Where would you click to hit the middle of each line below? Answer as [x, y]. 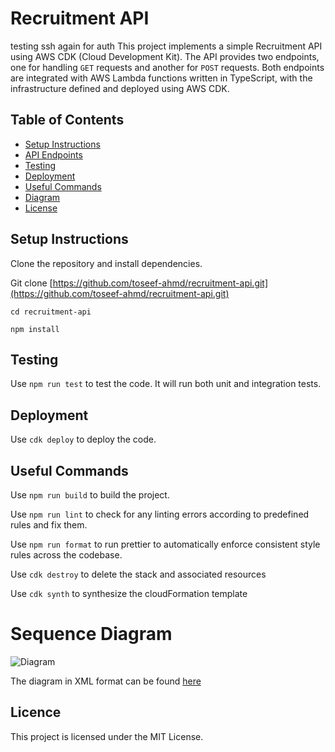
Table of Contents [67, 120]
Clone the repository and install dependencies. [106, 263]
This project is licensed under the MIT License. [107, 736]
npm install [35, 329]
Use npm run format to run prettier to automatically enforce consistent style [165, 544]
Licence [36, 712]
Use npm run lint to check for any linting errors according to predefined [160, 514]
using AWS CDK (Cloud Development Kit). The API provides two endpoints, [165, 56]
